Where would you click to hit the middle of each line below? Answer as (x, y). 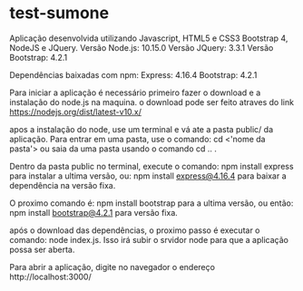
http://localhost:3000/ (51, 276)
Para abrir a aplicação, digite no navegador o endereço (112, 267)
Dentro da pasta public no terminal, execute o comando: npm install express (151, 166)
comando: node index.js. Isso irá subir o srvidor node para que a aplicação (149, 239)
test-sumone (59, 13)
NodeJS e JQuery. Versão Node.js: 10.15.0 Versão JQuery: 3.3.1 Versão (142, 47)
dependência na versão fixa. (63, 185)
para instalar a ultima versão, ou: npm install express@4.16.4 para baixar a (148, 176)
